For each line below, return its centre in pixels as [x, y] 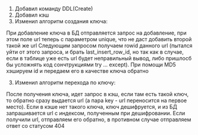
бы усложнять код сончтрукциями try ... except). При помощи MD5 [91, 65]
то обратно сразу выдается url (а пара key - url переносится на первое [97, 100]
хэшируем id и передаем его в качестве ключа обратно [77, 71]
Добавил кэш [32, 15]
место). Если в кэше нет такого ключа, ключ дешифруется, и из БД [92, 107]
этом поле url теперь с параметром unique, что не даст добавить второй [99, 39]
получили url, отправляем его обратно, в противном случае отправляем [99, 119]
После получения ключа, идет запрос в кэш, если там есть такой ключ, [98, 94]
